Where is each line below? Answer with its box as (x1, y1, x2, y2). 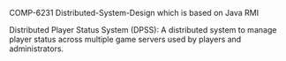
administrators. (9, 43, 64, 54)
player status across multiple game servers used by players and (9, 34, 242, 44)
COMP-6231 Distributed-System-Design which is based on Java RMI (9, 8, 259, 18)
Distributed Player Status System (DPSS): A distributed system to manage (9, 25, 277, 34)
